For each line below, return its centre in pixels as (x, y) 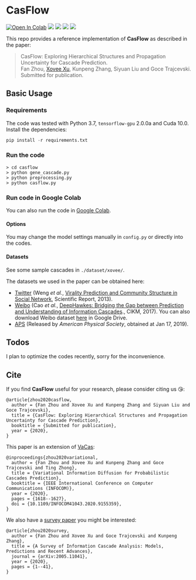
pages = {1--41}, (33, 567)
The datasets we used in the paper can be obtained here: (75, 281)
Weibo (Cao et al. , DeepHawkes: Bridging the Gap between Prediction (99, 305)
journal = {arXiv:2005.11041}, (50, 556)
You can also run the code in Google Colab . (59, 211)
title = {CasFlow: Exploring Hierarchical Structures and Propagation (99, 415)
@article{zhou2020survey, (38, 531)
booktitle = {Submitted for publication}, (64, 426)
